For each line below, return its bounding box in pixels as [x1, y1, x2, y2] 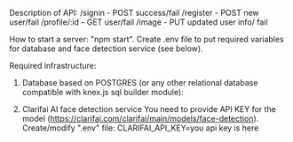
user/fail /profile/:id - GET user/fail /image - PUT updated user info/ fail [9, 17, 268, 27]
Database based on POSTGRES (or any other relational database [21, 78, 258, 87]
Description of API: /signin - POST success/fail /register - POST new [9, 8, 259, 18]
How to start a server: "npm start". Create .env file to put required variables [9, 34, 284, 44]
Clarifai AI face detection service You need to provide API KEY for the [21, 104, 277, 114]
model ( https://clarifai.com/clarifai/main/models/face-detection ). [21, 114, 259, 123]
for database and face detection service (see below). [9, 43, 203, 54]
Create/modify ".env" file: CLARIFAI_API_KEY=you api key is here [21, 123, 259, 133]
